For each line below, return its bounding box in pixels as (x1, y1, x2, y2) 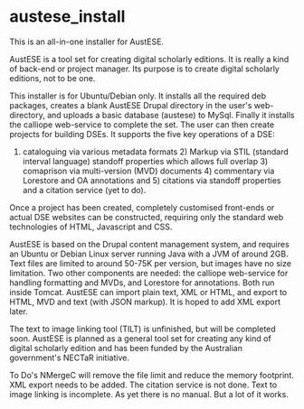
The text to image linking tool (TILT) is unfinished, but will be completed (9, 323, 276, 334)
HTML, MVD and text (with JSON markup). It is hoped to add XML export (9, 296, 281, 307)
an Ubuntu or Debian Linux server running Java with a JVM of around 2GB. (9, 248, 289, 259)
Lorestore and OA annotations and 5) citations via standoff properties (22, 174, 281, 186)
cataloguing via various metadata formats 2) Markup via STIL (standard (22, 146, 290, 157)
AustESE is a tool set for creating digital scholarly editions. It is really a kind (9, 53, 290, 64)
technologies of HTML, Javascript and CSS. (9, 221, 173, 232)
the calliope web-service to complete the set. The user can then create (9, 119, 274, 130)
